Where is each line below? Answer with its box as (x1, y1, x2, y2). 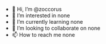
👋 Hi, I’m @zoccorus (11, 6, 62, 12)
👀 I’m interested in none (11, 12, 70, 19)
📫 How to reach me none (11, 32, 76, 38)
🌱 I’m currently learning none (11, 18, 83, 25)
